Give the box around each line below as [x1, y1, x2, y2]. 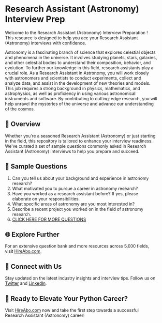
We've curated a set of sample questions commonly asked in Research [5, 143, 147, 149]
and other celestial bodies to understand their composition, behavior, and [5, 60, 151, 65]
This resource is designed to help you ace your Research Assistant [5, 35, 138, 41]
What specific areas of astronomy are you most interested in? [12, 201, 135, 207]
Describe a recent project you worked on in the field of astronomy [12, 206, 144, 212]
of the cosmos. [5, 106, 35, 112]
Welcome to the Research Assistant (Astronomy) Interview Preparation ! [5, 30, 148, 35]
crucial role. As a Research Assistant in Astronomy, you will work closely [5, 70, 149, 76]
